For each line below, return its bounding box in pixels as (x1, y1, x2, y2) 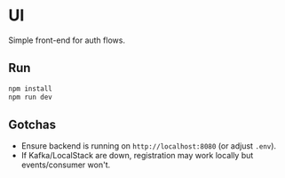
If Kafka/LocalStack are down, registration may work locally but (20, 150, 254, 161)
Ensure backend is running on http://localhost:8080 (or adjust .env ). (20, 141, 277, 151)
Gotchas (8, 117, 57, 132)
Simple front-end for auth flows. (8, 35, 126, 45)
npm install (8, 84, 52, 93)
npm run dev (8, 93, 52, 101)
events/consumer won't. (20, 159, 111, 170)
